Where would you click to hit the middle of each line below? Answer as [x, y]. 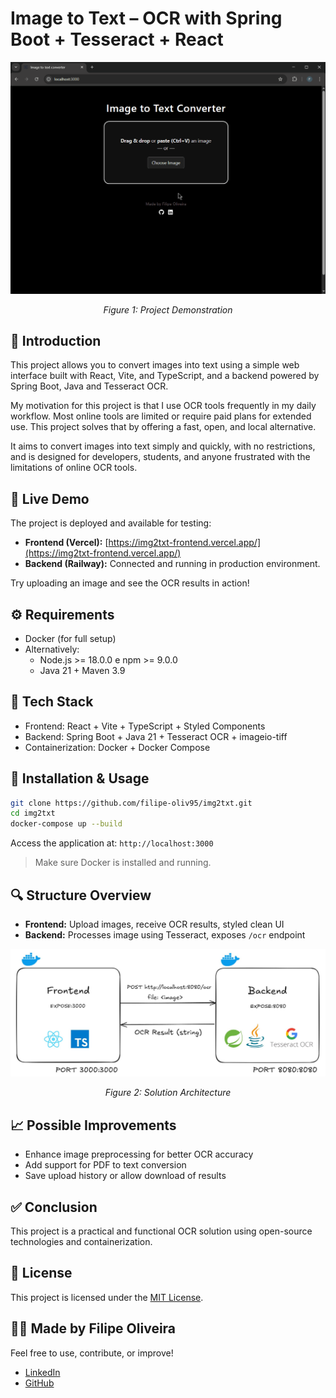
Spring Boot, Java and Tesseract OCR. [89, 386]
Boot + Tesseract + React [117, 39]
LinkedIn [42, 1372]
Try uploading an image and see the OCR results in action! [130, 583]
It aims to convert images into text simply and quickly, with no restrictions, [163, 446]
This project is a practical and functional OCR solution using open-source [161, 1231]
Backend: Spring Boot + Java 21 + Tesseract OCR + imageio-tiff [156, 736]
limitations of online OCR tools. [74, 468]
